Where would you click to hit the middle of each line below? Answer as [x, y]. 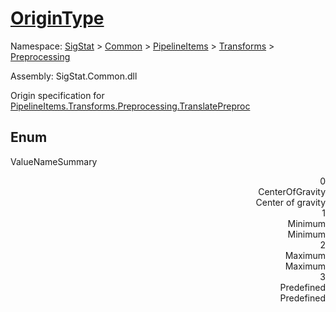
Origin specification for [57, 95]
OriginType [57, 18]
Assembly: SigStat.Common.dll [74, 76]
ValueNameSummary [54, 161]
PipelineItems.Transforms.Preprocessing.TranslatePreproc [130, 106]
